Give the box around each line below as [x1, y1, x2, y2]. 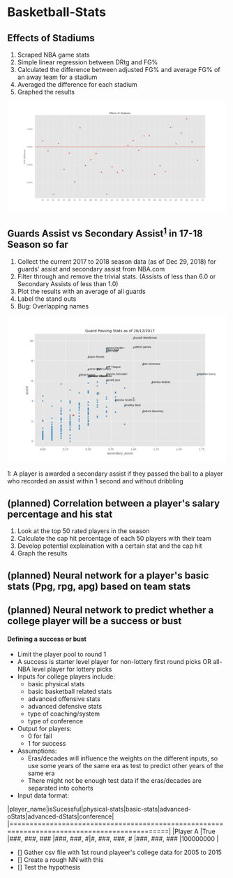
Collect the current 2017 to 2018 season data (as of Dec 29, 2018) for [17, 257, 216, 266]
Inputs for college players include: [17, 672, 115, 681]
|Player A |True [172, 827, 216, 836]
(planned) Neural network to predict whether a [7, 604, 214, 616]
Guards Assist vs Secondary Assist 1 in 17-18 [7, 225, 204, 240]
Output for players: [17, 725, 72, 733]
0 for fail [27, 732, 52, 740]
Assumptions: [17, 746, 57, 756]
